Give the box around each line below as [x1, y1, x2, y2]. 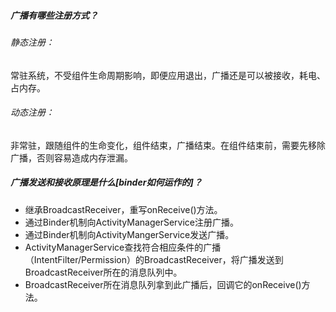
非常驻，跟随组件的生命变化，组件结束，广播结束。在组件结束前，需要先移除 [10, 139, 326, 151]
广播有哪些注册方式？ [10, 9, 98, 21]
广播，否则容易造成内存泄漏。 [10, 151, 133, 164]
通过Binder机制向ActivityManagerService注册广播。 [24, 216, 240, 228]
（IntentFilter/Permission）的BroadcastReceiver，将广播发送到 [24, 253, 284, 265]
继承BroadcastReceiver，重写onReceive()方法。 [24, 203, 223, 215]
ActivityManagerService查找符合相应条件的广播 [24, 241, 222, 253]
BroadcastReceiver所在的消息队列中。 [24, 266, 183, 278]
